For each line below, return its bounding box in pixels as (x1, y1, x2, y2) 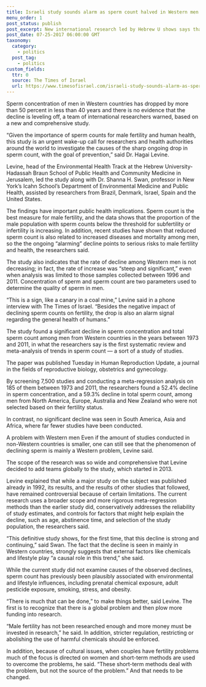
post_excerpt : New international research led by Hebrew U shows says (6, 26, 191, 33)
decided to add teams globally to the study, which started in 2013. (6, 466, 173, 472)
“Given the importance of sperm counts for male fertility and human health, (6, 131, 196, 139)
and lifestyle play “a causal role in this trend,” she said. (6, 555, 145, 561)
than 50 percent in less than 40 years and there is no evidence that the (6, 107, 186, 113)
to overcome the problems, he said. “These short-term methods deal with (6, 661, 192, 667)
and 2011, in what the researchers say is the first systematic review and (6, 341, 186, 348)
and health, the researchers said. (6, 247, 90, 253)
